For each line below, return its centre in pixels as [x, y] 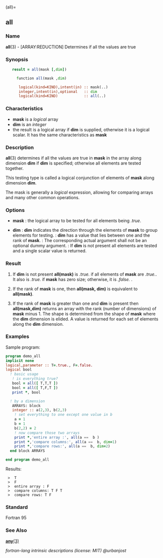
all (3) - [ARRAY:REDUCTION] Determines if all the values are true [71, 47]
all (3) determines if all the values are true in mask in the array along [73, 158]
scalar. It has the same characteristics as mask [60, 135]
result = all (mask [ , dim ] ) [39, 69]
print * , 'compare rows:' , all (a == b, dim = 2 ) [62, 446]
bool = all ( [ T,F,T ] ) [35, 388]
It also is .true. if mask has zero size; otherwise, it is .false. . [72, 279]
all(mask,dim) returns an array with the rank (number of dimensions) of [84, 308]
